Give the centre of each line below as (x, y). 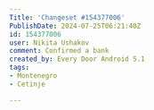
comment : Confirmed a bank (59, 51)
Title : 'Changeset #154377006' (67, 17)
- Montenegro (33, 76)
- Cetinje (28, 84)
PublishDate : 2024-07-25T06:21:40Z (75, 26)
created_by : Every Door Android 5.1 (77, 59)
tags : (19, 68)
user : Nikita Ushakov (49, 42)
